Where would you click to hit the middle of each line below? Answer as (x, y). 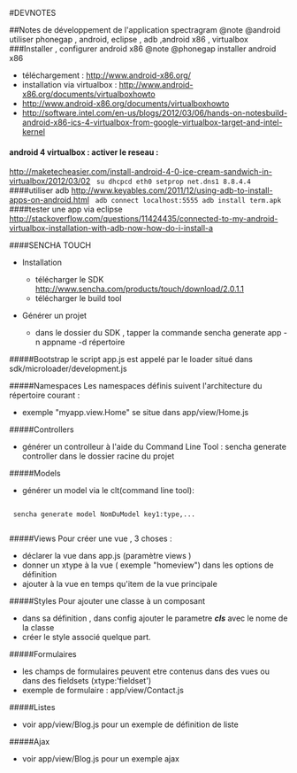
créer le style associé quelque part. (87, 638)
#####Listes (32, 707)
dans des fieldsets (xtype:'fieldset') (87, 681)
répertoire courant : (45, 395)
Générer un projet (54, 316)
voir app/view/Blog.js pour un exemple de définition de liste (130, 724)
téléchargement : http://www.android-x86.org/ (107, 75)
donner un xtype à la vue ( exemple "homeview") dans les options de (148, 565)
